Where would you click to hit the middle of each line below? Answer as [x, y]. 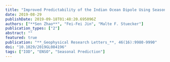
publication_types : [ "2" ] [32, 28]
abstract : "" [19, 33]
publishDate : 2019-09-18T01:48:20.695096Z [51, 19]
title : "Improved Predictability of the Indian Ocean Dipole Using [78, 10]
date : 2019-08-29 [24, 14]
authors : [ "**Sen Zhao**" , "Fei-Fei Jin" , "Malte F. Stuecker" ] [74, 24]
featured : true [21, 38]
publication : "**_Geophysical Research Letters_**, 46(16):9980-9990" [81, 42]
